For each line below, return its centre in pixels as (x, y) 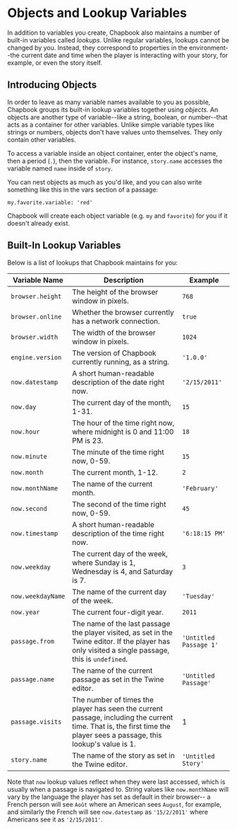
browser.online (36, 317)
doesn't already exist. (39, 223)
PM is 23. (87, 440)
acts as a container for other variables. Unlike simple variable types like (111, 125)
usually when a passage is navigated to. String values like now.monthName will (118, 789)
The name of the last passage (121, 623)
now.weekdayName (38, 596)
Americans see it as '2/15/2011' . (55, 819)
